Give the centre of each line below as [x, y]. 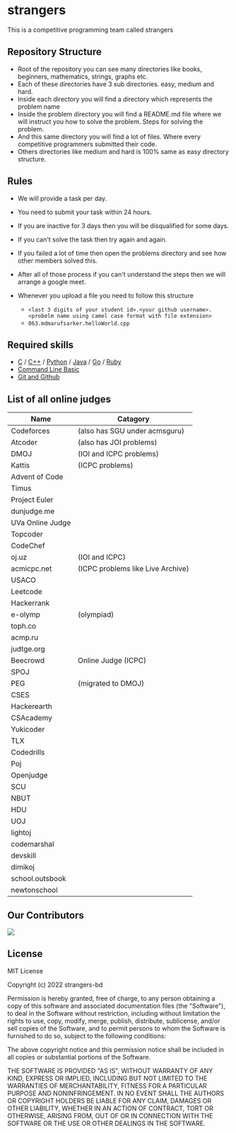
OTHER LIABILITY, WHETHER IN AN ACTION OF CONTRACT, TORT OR [110, 1108]
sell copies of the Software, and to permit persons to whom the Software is [117, 1028]
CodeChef [28, 546]
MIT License [25, 971]
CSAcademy [32, 718]
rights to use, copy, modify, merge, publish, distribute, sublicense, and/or [114, 1021]
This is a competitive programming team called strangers [90, 30]
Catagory [134, 419]
